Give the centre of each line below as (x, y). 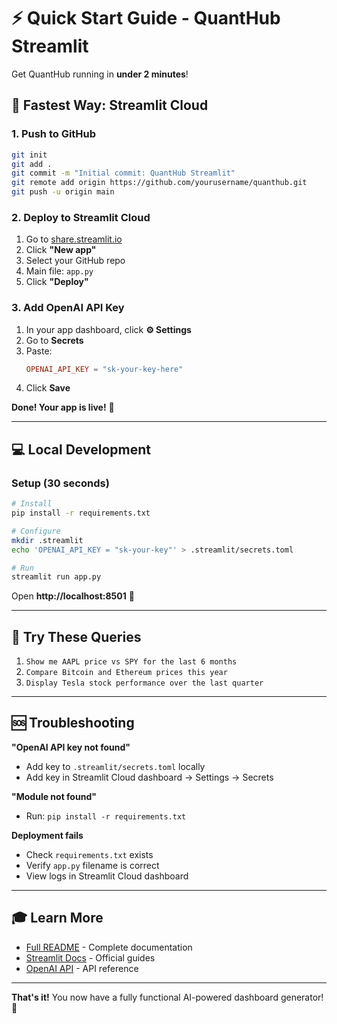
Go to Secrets (54, 340)
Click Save (48, 388)
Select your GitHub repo (75, 261)
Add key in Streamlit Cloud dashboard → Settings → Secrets (149, 777)
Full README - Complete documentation (109, 947)
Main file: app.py (59, 271)
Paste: (39, 351)
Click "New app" (61, 250)
